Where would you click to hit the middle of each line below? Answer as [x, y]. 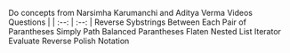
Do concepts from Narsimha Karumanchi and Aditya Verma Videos [130, 13]
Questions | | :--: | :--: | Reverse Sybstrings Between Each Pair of [127, 22]
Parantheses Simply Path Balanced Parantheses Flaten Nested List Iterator [145, 31]
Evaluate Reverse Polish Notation [69, 41]
